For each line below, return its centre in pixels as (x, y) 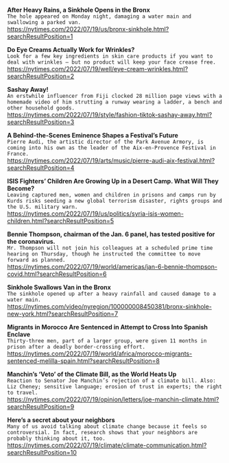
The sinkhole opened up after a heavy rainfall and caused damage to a (111, 294)
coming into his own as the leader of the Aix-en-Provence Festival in (111, 148)
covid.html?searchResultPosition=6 (57, 274)
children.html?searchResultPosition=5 (61, 221)
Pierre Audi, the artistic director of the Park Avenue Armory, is (106, 142)
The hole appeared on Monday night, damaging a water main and (99, 16)
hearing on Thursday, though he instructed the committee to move (104, 254)
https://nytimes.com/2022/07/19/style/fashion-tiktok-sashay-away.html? (110, 115)
